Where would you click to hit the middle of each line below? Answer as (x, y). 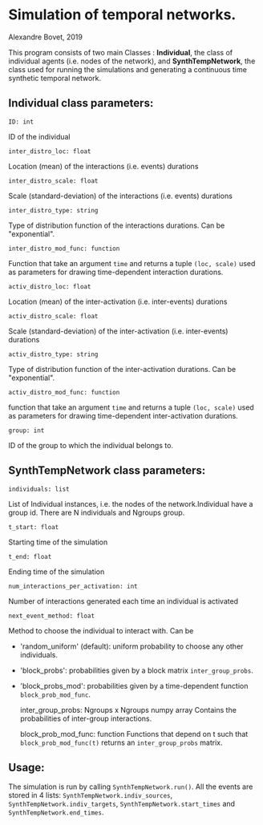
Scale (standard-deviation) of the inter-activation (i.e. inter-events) (118, 331)
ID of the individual (39, 136)
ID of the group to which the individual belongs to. (91, 445)
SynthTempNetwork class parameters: (107, 471)
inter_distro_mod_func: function (64, 249)
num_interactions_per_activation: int (73, 586)
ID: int (21, 122)
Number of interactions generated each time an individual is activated (123, 601)
